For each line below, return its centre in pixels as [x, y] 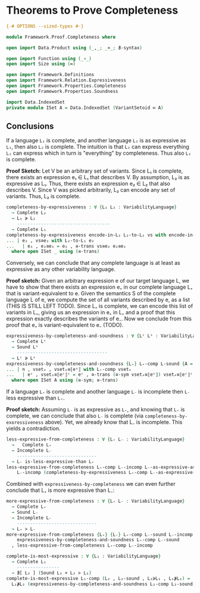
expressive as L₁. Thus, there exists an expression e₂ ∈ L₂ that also [88, 184]
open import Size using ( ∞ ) [41, 64]
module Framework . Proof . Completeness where [61, 37]
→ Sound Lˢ [25, 347]
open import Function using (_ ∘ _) [49, 58]
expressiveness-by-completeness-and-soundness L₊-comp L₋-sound [98, 540]
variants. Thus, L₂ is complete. [43, 196]
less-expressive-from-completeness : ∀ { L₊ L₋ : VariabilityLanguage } [96, 439]
